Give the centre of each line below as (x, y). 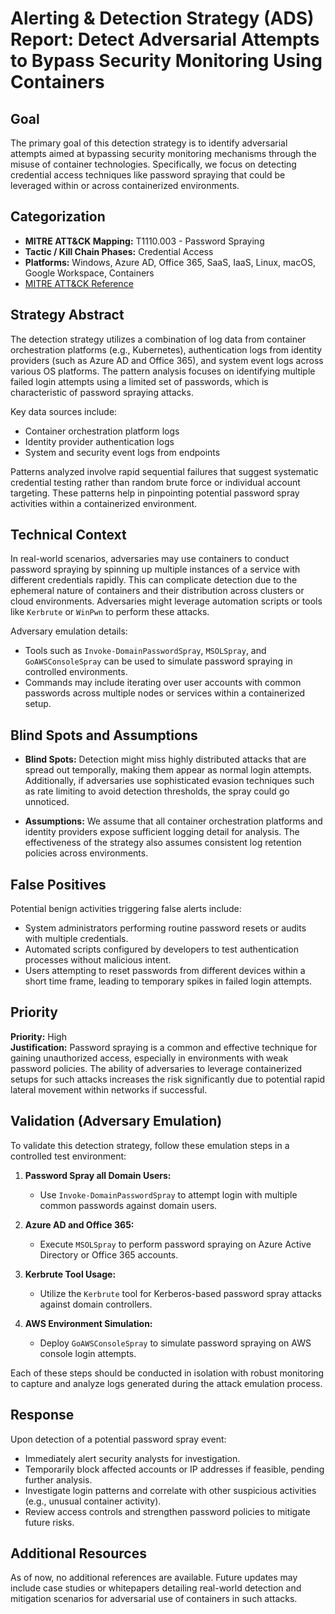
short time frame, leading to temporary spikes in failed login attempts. (168, 981)
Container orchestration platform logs (102, 431)
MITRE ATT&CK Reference (79, 283)
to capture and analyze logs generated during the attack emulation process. (166, 1383)
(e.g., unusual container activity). (93, 1501)
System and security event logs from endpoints (122, 452)
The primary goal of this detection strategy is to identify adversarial (149, 143)
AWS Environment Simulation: (88, 1323)
